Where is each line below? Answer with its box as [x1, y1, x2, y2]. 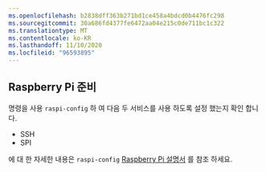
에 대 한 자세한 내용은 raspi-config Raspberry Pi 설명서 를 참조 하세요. [8, 154, 233, 164]
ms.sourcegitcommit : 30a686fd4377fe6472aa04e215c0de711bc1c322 [8, 19, 225, 27]
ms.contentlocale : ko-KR [8, 34, 92, 42]
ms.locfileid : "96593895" [8, 49, 95, 57]
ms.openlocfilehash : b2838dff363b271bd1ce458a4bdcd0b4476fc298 [8, 11, 225, 20]
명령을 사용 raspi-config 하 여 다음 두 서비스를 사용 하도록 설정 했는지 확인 [8, 103, 244, 113]
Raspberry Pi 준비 [8, 81, 96, 94]
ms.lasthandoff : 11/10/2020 [8, 42, 103, 50]
